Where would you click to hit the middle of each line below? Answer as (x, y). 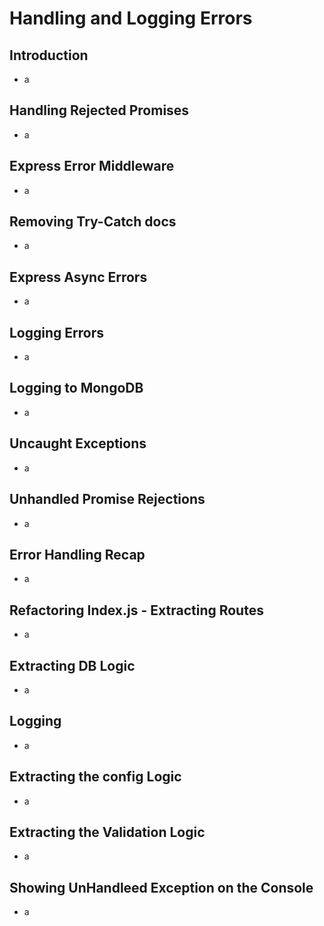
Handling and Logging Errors (131, 18)
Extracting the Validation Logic (107, 832)
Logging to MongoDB (76, 388)
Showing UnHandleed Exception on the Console (161, 887)
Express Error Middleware (92, 166)
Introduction (49, 55)
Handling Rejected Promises (99, 110)
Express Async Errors (78, 277)
